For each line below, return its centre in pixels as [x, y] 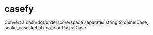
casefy [19, 9]
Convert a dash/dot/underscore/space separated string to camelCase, [76, 22]
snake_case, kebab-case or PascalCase [45, 27]
